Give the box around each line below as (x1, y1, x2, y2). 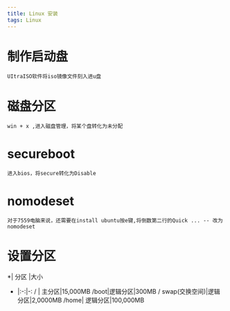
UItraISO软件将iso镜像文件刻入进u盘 (7, 73, 102, 80)
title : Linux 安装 (7, 10, 58, 17)
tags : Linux (7, 17, 42, 24)
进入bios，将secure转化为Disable (7, 170, 96, 177)
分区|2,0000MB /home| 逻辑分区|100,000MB (17, 296, 145, 305)
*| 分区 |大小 (7, 273, 44, 281)
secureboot (7, 146, 75, 161)
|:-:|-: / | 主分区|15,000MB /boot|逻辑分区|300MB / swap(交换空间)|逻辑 (17, 287, 220, 296)
